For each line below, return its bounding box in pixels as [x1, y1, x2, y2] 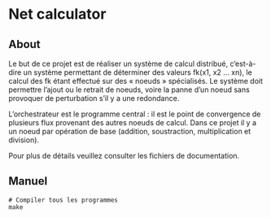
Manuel [8, 174, 48, 188]
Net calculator [8, 5, 107, 24]
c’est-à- [229, 59, 256, 68]
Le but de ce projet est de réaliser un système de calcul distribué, [8, 59, 229, 68]
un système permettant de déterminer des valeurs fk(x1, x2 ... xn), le [23, 68, 252, 77]
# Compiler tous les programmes [8, 196, 118, 204]
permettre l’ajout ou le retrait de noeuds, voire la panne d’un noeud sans [8, 85, 250, 94]
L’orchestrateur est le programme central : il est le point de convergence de [8, 109, 261, 119]
